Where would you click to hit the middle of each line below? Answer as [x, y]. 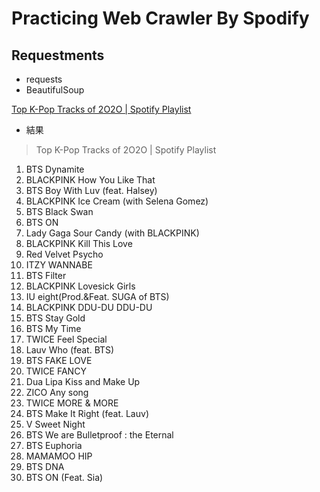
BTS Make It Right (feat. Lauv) [87, 413]
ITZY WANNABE [59, 265]
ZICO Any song [57, 392]
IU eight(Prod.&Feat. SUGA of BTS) [97, 296]
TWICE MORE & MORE [72, 403]
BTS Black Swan [59, 211]
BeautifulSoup [55, 90]
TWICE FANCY [56, 371]
